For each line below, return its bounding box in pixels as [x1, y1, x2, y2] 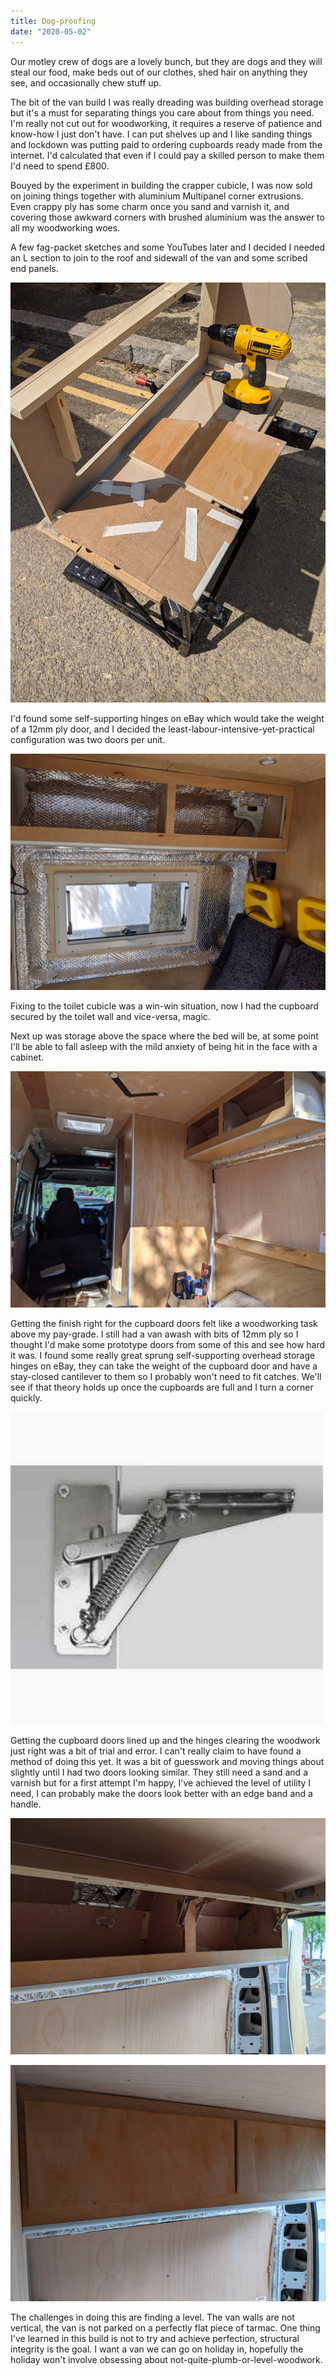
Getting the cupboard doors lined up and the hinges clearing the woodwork [10, 1734, 321, 1746]
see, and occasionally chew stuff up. [10, 76, 162, 89]
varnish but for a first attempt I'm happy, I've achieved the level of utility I [10, 1776, 312, 1789]
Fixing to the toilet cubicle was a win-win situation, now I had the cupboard [10, 1000, 319, 1012]
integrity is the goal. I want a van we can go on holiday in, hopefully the [10, 2343, 304, 2355]
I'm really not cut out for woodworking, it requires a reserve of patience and [10, 117, 323, 129]
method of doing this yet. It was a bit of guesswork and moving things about [10, 1755, 325, 1767]
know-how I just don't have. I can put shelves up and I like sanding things [10, 128, 313, 140]
